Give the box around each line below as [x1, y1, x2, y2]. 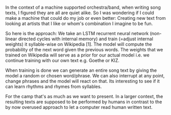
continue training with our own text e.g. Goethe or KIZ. [5, 57, 120, 63]
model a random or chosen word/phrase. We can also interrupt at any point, [5, 73, 165, 78]
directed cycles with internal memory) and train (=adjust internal [18, 36, 153, 42]
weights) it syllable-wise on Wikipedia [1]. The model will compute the [5, 41, 152, 47]
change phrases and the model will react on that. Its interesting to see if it [5, 78, 160, 84]
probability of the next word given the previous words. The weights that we [5, 47, 163, 52]
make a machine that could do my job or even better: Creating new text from [5, 15, 166, 21]
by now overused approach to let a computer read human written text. [5, 104, 153, 110]
